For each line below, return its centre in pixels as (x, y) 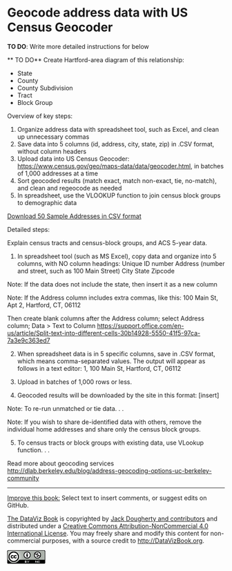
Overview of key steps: (40, 116)
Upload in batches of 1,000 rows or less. (75, 382)
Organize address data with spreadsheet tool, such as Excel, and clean (118, 129)
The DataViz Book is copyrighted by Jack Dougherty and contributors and (112, 519)
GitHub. (18, 505)
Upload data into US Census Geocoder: (73, 158)
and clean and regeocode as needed (69, 188)
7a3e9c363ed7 (29, 340)
